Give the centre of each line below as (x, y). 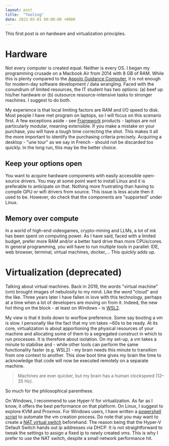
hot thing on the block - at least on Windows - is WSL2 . (63, 308)
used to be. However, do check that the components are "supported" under (84, 197)
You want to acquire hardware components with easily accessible (73, 176)
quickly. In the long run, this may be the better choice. (61, 147)
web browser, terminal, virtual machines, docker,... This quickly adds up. (80, 252)
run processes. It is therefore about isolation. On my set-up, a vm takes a (81, 339)
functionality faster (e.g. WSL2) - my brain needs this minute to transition (81, 350)
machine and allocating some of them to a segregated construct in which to (84, 333)
